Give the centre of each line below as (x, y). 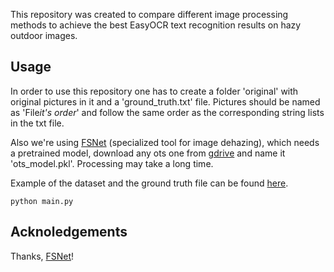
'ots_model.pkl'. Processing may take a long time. (112, 163)
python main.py (42, 201)
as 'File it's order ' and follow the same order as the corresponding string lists (167, 112)
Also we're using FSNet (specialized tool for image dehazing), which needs (165, 142)
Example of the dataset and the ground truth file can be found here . (149, 183)
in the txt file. (37, 123)
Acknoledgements (69, 232)
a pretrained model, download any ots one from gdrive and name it (148, 153)
